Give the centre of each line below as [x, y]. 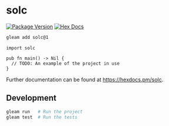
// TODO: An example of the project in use [65, 63]
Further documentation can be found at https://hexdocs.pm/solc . [85, 79]
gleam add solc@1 [27, 37]
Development [32, 98]
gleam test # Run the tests [42, 117]
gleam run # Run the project [44, 112]
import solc [21, 48]
